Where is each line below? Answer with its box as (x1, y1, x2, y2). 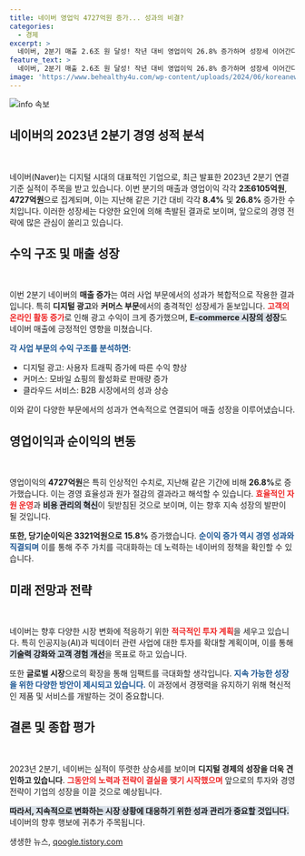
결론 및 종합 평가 (9, 720, 95, 735)
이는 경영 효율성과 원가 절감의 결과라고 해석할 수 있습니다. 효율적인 (50, 488, 286, 499)
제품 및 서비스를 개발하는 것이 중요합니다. (18, 690, 165, 701)
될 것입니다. (9, 511, 52, 522)
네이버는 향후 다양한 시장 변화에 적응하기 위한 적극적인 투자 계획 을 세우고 (9, 626, 266, 637)
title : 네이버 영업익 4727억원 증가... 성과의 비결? (9, 13, 184, 23)
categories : (9, 22, 54, 31)
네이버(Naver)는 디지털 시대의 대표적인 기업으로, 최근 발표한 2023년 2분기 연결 (9, 171, 290, 182)
